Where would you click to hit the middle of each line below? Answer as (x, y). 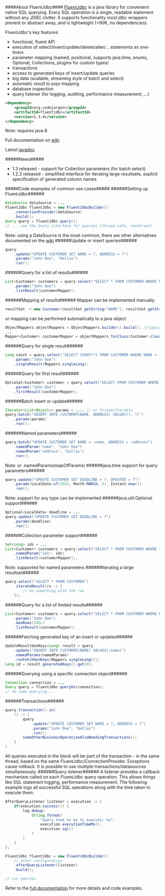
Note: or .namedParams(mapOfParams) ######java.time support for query (82, 465)
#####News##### (25, 159)
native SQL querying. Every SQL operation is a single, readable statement (79, 12)
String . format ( (47, 815)
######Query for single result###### (44, 346)
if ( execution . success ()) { (41, 806)
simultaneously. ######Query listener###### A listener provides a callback (82, 772)
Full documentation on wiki (32, 140)
